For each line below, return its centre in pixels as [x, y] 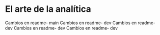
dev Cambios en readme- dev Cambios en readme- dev [61, 28]
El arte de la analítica [48, 9]
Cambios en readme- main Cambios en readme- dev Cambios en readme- [80, 23]
